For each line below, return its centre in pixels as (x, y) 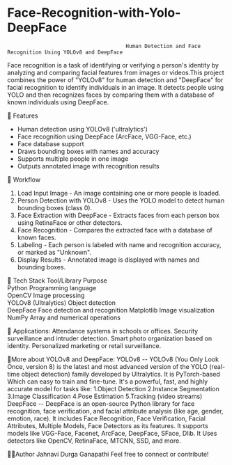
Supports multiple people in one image (73, 159)
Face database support (51, 143)
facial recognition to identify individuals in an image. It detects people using (116, 87)
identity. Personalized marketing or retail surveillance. (84, 345)
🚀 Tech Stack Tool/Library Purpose (57, 281)
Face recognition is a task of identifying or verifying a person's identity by (113, 65)
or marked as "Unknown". (54, 252)
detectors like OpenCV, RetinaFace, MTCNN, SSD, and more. (94, 441)
